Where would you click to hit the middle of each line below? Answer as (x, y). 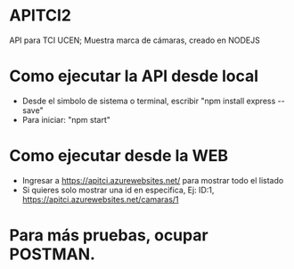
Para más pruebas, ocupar (109, 235)
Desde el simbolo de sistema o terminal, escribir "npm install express (149, 101)
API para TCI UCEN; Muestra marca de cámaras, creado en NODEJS (135, 40)
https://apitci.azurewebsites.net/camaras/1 (101, 199)
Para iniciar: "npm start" (66, 119)
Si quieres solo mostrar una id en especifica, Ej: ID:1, (118, 190)
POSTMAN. (53, 254)
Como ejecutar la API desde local (134, 76)
